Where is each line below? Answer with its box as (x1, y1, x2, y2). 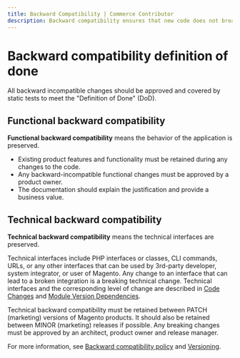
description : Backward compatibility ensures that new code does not (7, 17, 219, 24)
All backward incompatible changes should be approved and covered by (7, 86, 221, 95)
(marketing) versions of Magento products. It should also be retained (7, 313, 210, 322)
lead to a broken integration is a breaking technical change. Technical (7, 277, 212, 285)
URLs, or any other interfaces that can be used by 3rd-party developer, (7, 262, 216, 270)
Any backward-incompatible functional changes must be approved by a (17, 170, 229, 179)
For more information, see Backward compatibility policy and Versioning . (7, 342, 221, 351)
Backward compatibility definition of (7, 48, 229, 64)
